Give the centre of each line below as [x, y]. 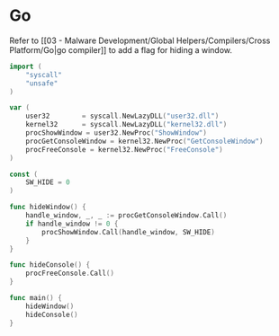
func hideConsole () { [50, 265]
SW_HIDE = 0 [48, 182]
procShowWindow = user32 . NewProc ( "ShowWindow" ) [116, 133]
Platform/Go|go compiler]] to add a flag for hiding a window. [121, 49]
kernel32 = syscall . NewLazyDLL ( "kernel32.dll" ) [126, 125]
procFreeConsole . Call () [70, 274]
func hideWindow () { [48, 208]
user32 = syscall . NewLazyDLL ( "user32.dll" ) [122, 116]
